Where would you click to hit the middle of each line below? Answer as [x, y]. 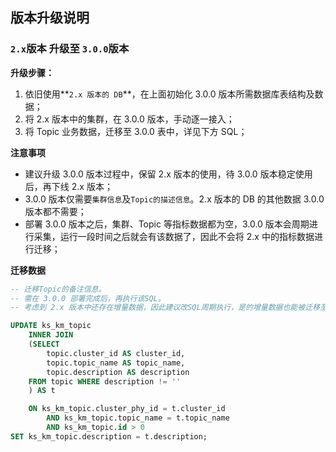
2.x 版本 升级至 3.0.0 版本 [70, 49]
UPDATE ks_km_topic [51, 326]
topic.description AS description [118, 372]
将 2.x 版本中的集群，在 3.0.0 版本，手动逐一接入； [129, 119]
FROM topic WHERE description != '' [105, 381]
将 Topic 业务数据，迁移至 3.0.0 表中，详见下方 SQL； [136, 131]
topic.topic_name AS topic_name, [116, 363]
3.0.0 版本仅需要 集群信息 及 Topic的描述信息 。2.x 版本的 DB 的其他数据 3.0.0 [174, 199]
